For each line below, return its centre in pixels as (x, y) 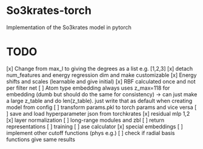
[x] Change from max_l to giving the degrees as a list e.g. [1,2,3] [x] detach (100, 68)
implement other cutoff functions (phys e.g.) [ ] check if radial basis (91, 133)
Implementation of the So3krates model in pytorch (69, 27)
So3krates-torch (49, 11)
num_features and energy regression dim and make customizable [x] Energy (101, 75)
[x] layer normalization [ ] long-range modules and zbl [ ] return (85, 120)
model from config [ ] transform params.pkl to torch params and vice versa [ (101, 107)
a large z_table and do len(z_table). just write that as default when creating (99, 101)
